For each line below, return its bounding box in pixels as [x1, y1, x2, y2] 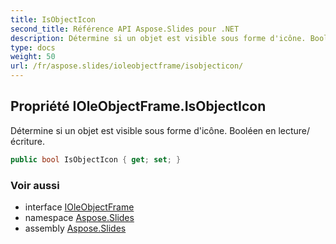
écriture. [10, 135, 46, 147]
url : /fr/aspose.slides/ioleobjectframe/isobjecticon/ [10, 61, 244, 71]
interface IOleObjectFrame [24, 201, 135, 213]
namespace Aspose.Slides [24, 211, 135, 223]
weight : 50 [10, 52, 56, 62]
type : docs [10, 42, 56, 53]
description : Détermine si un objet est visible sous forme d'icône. [10, 33, 307, 43]
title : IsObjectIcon [10, 14, 97, 25]
